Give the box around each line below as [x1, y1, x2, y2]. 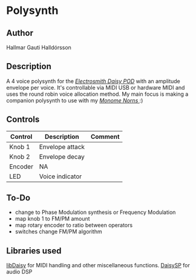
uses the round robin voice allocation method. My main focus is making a [6, 90, 189, 98]
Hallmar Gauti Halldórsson [6, 44, 71, 51]
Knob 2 [9, 152, 30, 161]
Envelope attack [39, 142, 85, 151]
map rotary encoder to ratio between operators [15, 222, 133, 229]
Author [6, 28, 33, 38]
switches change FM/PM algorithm [15, 228, 102, 235]
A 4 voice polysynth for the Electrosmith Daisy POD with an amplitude [6, 77, 180, 85]
